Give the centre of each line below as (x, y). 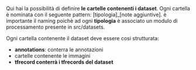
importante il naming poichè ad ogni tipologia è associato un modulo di (92, 21)
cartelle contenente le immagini (52, 56)
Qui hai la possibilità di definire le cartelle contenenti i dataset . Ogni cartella (98, 8)
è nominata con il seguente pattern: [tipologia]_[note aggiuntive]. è (86, 15)
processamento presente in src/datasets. (56, 27)
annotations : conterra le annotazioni (59, 50)
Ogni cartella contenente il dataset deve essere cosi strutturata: (82, 38)
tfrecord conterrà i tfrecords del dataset (64, 62)
